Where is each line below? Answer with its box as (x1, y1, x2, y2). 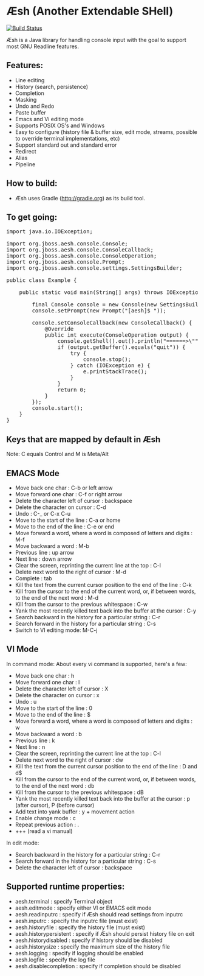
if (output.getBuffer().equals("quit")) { (57, 344, 186, 351)
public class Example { (6, 277, 77, 284)
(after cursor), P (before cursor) (15, 801, 95, 809)
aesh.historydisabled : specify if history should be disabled (15, 936, 163, 944)
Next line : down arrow (15, 555, 72, 563)
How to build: (6, 178, 58, 189)
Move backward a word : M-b (15, 542, 89, 549)
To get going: (6, 212, 58, 222)
